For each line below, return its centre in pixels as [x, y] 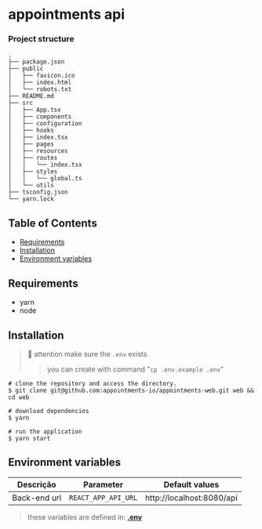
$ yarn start [29, 438]
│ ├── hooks [31, 131]
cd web [19, 397]
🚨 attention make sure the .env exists [87, 353]
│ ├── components [40, 117]
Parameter [104, 484]
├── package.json [36, 62]
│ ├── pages [31, 144]
